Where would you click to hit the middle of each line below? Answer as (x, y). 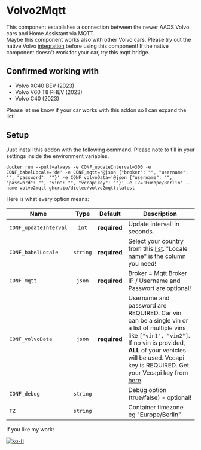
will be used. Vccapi (156, 358)
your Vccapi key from (158, 373)
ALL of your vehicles (157, 350)
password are (147, 305)
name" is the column (157, 256)
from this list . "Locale (158, 248)
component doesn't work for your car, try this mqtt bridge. (78, 52)
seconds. (141, 231)
